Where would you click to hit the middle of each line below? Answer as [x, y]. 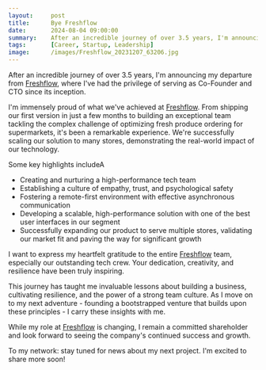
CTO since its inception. [47, 92]
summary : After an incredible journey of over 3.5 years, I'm [118, 38]
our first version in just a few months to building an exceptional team [120, 115]
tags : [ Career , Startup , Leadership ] [81, 45]
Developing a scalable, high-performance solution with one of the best [135, 214]
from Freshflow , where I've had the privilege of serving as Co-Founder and [130, 83]
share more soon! [37, 359]
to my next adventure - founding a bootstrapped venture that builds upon [127, 303]
